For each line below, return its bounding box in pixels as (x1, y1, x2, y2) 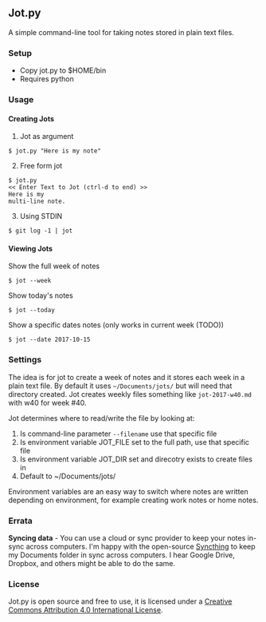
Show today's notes (8, 291, 73, 300)
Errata (8, 515, 33, 526)
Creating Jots (8, 113, 54, 123)
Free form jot (19, 161, 63, 171)
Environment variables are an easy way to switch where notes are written (8, 486, 248, 496)
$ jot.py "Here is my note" (8, 147, 102, 155)
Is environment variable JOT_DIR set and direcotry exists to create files (19, 454, 253, 464)
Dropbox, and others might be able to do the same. (8, 559, 176, 569)
